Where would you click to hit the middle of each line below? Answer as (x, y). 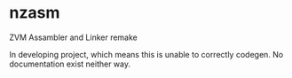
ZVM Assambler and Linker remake (73, 37)
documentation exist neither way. (70, 64)
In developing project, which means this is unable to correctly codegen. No (146, 54)
